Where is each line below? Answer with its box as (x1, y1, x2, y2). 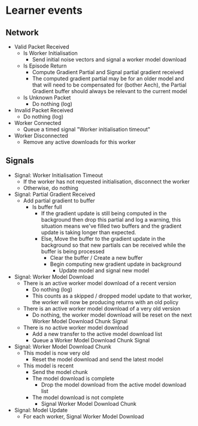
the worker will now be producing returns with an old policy (32, 298, 179, 305)
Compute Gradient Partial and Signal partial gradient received (32, 69, 184, 75)
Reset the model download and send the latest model (32, 355, 164, 363)
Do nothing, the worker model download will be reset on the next (32, 311, 192, 318)
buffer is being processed (41, 247, 105, 255)
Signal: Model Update (14, 406, 68, 413)
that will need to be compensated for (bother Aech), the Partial (32, 81, 187, 88)
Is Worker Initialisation (23, 50, 78, 57)
